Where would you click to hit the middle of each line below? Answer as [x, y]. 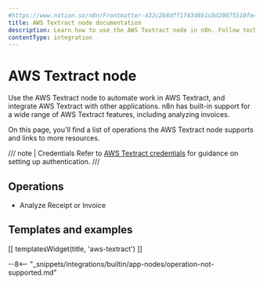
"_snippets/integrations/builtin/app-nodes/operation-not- [122, 264]
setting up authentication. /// [54, 162]
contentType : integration [50, 37]
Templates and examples [70, 230]
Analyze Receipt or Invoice [63, 205]
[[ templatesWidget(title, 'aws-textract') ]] [75, 249]
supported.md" [32, 272]
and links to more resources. [54, 138]
